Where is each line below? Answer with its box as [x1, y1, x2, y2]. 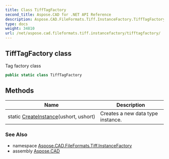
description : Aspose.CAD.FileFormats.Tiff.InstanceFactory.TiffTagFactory [5, 17, 165, 22]
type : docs [5, 21, 28, 27]
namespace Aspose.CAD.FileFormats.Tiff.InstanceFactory [12, 142, 132, 148]
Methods [5, 87, 34, 95]
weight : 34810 [5, 26, 35, 31]
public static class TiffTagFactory [5, 72, 82, 77]
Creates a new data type [100, 110, 158, 117]
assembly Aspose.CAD [12, 148, 60, 154]
